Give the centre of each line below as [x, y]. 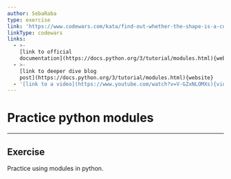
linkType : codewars [35, 33]
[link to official [46, 52]
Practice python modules [80, 118]
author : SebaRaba [32, 13]
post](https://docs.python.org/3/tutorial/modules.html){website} [117, 77]
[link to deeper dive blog [58, 71]
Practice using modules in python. [55, 168]
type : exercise [29, 20]
